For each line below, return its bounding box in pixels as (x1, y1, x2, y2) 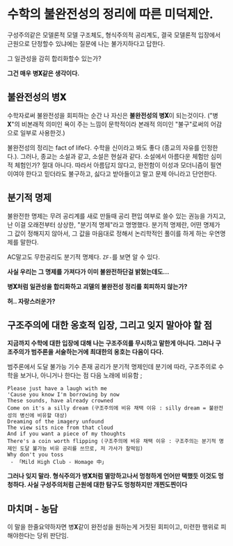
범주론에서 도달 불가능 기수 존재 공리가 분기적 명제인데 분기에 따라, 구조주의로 (7, 363, 217, 371)
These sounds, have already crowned (7, 398, 113, 405)
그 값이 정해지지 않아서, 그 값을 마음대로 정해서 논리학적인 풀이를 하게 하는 (7, 229, 207, 237)
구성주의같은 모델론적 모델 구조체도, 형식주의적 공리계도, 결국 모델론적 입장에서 (7, 31, 221, 39)
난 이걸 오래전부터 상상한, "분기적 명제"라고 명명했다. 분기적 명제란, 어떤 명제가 (7, 220, 220, 228)
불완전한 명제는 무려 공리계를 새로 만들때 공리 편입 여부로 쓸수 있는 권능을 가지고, (7, 212, 226, 220)
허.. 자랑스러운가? (7, 297, 56, 305)
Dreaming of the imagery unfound (7, 419, 104, 426)
